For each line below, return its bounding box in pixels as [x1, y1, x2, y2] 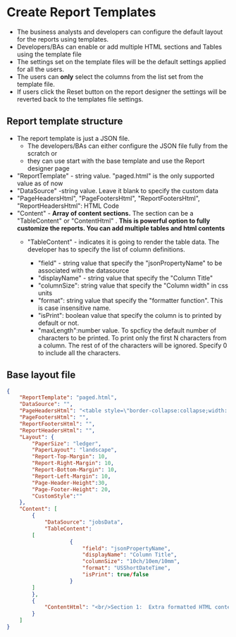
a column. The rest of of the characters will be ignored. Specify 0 [37, 341, 228, 350]
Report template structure [6, 116, 123, 128]
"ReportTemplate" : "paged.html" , [19, 394, 118, 402]
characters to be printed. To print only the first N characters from [37, 333, 227, 342]
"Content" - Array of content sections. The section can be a [16, 209, 194, 217]
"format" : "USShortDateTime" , [82, 564, 171, 571]
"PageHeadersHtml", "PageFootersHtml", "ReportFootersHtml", [16, 194, 200, 202]
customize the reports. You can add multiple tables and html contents [16, 223, 225, 233]
